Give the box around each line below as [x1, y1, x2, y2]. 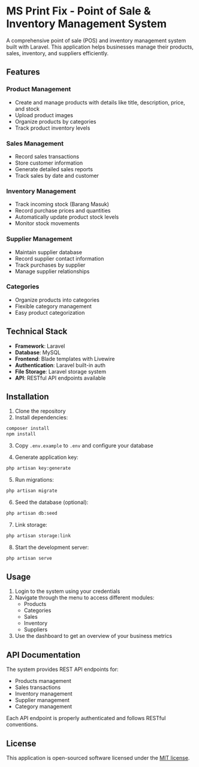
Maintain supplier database [14, 248, 83, 256]
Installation [6, 392, 49, 402]
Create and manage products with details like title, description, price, [14, 99, 185, 106]
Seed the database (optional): [14, 499, 89, 506]
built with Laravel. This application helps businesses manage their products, [6, 43, 194, 50]
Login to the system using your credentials [14, 587, 120, 595]
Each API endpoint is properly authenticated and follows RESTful [6, 715, 166, 722]
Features [6, 67, 40, 77]
